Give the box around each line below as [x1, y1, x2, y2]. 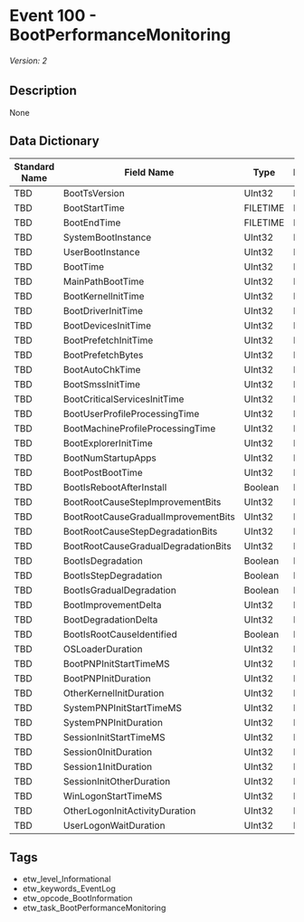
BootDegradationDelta [62, 613, 158, 625]
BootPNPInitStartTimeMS [62, 657, 170, 670]
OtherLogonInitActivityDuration [62, 804, 196, 817]
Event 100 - [9, 5, 97, 26]
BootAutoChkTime [62, 363, 141, 375]
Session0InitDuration [62, 746, 153, 758]
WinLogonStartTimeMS [62, 789, 163, 802]
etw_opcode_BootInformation [22, 893, 133, 904]
